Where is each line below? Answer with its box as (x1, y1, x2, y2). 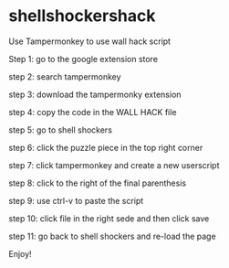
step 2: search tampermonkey (8, 70, 121, 82)
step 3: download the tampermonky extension (8, 89, 182, 100)
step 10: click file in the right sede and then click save (8, 212, 210, 224)
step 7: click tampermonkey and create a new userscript (8, 159, 220, 170)
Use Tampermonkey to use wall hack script (8, 36, 171, 47)
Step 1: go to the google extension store (8, 53, 159, 64)
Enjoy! (8, 248, 33, 259)
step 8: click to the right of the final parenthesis (8, 177, 187, 188)
